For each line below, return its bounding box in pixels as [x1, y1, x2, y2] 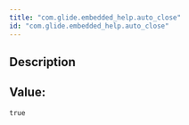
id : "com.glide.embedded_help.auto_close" [9, 21, 169, 30]
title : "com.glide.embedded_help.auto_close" [9, 12, 181, 22]
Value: [9, 85, 46, 100]
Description [9, 54, 76, 70]
